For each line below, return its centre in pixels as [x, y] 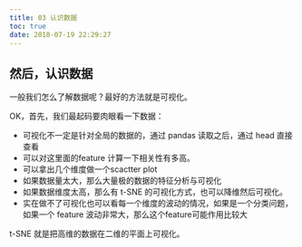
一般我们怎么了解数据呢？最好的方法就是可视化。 [101, 97]
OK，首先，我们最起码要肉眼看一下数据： [87, 116]
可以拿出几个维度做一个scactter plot [90, 169]
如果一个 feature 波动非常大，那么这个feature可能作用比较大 [135, 214]
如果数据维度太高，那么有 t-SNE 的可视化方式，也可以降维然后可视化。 [155, 192]
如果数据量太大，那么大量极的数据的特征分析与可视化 [122, 181]
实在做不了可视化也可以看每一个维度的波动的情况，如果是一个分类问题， [157, 204]
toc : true [28, 26]
